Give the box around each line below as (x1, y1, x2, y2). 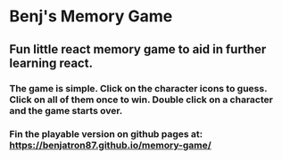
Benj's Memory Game (9, 6, 173, 27)
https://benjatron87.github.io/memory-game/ (9, 140, 211, 152)
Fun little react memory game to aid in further (9, 42, 267, 57)
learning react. (9, 55, 94, 70)
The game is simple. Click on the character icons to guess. (9, 82, 268, 94)
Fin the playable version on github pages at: (9, 128, 203, 140)
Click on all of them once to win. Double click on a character (9, 93, 274, 106)
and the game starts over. (9, 104, 123, 116)
